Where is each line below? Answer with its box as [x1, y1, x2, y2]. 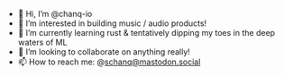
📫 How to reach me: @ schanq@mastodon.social [17, 56, 201, 67]
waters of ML [17, 37, 68, 47]
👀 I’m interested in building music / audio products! [17, 18, 207, 29]
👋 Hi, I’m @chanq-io [17, 9, 93, 19]
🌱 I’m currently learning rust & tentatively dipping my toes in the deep [17, 28, 276, 38]
